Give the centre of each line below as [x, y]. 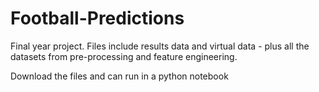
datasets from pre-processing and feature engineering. [124, 56]
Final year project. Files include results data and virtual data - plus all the [160, 46]
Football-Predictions [97, 18]
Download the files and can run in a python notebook [119, 76]
